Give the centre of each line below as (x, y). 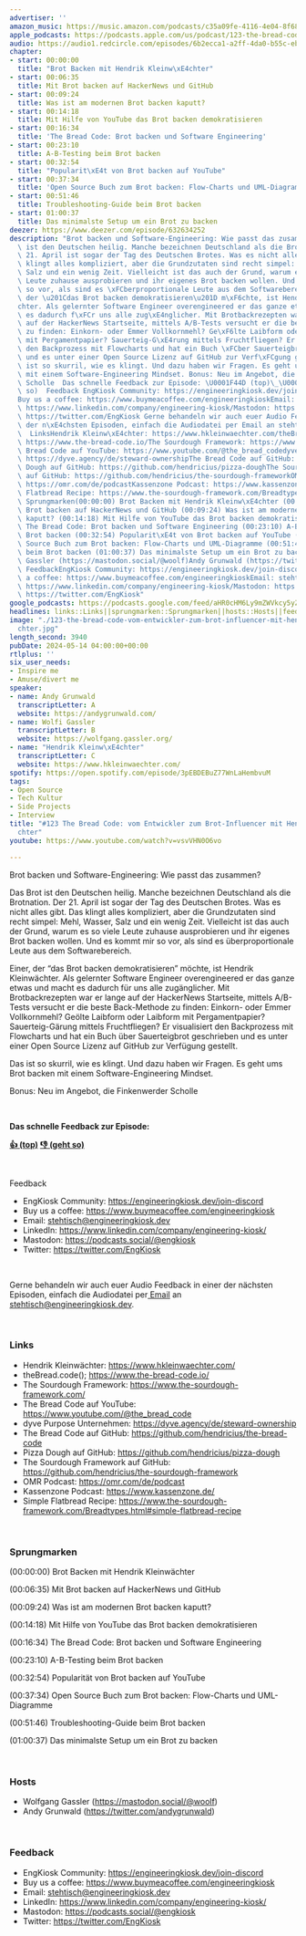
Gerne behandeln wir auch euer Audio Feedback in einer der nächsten (141, 1285)
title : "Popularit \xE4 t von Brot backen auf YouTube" (122, 171)
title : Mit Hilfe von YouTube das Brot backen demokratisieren (140, 120)
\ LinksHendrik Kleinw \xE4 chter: (83, 433)
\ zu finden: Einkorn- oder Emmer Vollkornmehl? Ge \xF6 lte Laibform (150, 332)
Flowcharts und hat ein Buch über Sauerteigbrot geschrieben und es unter (149, 1036)
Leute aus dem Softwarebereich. (71, 951)
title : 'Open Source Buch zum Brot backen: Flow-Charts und (134, 188)
